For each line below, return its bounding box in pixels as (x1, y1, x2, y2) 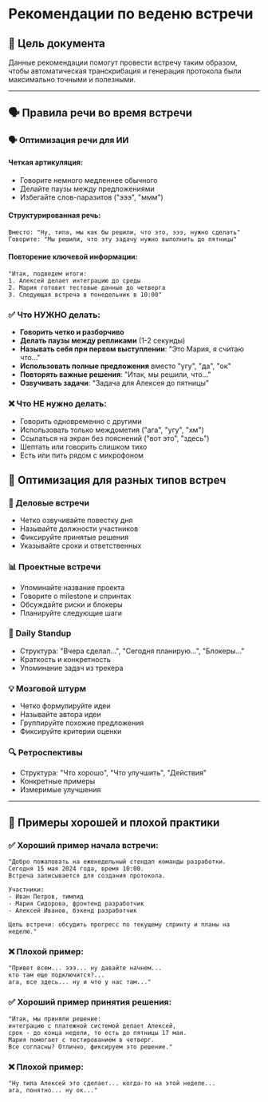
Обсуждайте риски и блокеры (19, 600, 123, 609)
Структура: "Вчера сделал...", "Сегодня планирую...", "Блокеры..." (19, 646, 245, 656)
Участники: (8, 886, 45, 894)
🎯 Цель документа (8, 37, 106, 50)
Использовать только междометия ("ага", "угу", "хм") (19, 425, 205, 434)
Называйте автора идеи (19, 710, 101, 719)
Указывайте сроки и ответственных (19, 541, 142, 551)
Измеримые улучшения (19, 785, 101, 795)
